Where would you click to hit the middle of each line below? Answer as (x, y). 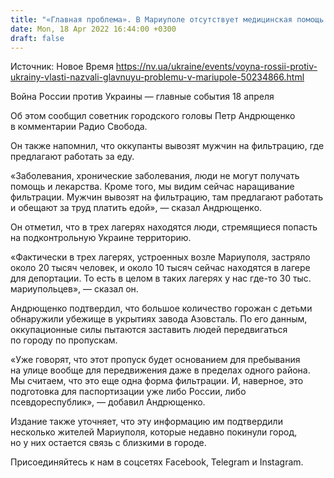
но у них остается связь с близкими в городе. (108, 443)
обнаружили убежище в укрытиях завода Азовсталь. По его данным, (159, 319)
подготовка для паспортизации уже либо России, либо (128, 392)
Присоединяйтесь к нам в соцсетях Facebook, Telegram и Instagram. (157, 462)
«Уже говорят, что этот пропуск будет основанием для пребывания (155, 360)
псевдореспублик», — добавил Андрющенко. (108, 402)
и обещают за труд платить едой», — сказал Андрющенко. (136, 208)
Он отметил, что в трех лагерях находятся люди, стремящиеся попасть (164, 227)
